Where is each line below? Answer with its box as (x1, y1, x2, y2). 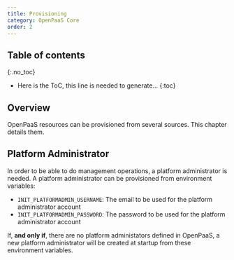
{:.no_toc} (7, 68, 36, 76)
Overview (7, 102, 51, 114)
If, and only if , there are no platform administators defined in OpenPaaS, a (7, 231, 220, 239)
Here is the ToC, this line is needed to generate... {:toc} (17, 81, 176, 90)
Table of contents (7, 49, 85, 61)
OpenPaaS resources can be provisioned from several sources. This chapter (7, 121, 227, 128)
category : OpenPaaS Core (7, 17, 80, 24)
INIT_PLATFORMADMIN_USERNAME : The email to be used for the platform (17, 195, 213, 203)
